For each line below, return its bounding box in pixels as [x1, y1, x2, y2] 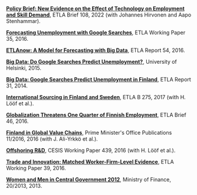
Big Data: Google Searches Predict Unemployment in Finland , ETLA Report [6, 76, 192, 83]
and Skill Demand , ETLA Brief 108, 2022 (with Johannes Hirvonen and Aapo [6, 11, 192, 18]
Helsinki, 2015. [6, 64, 42, 71]
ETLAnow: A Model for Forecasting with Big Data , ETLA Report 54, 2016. [6, 47, 185, 54]
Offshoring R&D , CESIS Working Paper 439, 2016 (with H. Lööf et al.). [6, 147, 176, 154]
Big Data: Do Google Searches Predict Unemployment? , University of [6, 58, 177, 65]
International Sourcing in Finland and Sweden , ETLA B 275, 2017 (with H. [6, 94, 186, 100]
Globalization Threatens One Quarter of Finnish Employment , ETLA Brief [6, 112, 187, 118]
